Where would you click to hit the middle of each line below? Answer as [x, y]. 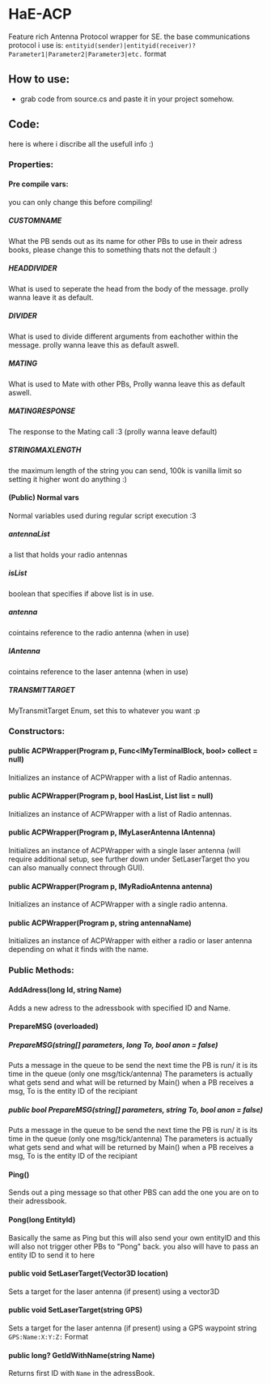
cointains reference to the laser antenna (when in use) [98, 671]
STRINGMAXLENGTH [45, 450]
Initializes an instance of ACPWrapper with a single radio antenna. [118, 904]
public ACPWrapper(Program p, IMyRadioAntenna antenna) [110, 886]
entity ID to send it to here [52, 1255]
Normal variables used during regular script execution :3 [102, 515]
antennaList [29, 534]
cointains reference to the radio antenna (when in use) [99, 632]
